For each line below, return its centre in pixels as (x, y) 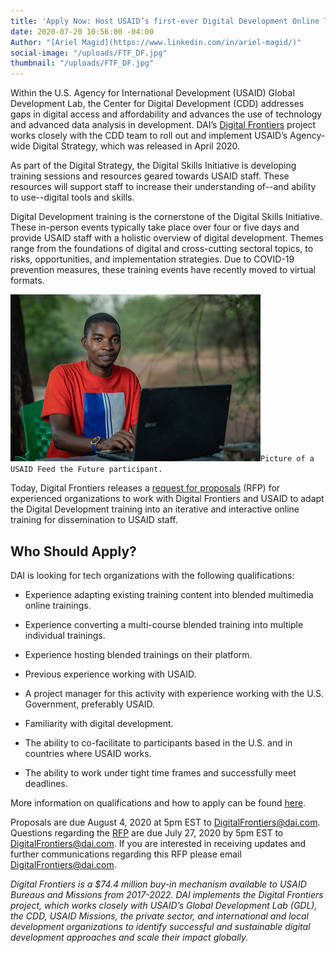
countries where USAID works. (88, 753)
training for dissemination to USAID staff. (94, 520)
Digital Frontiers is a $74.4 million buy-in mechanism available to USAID (158, 884)
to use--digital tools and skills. (72, 197)
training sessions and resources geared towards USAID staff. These (150, 176)
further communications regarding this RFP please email (126, 854)
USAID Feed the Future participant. (86, 470)
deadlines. (46, 783)
